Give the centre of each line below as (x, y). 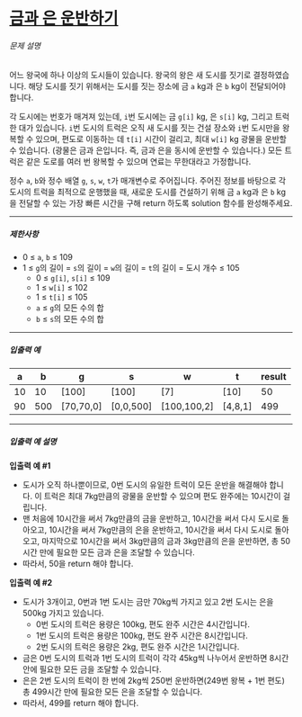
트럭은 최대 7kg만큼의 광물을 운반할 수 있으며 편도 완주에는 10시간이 (162, 497)
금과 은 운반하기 (64, 18)
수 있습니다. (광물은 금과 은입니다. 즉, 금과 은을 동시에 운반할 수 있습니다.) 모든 (146, 150)
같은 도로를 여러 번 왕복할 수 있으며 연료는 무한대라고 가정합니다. (138, 162)
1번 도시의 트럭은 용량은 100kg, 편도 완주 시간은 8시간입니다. (142, 636)
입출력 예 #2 (31, 583)
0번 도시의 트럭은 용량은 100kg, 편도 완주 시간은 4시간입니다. (142, 624)
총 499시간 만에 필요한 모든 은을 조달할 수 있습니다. (112, 692)
